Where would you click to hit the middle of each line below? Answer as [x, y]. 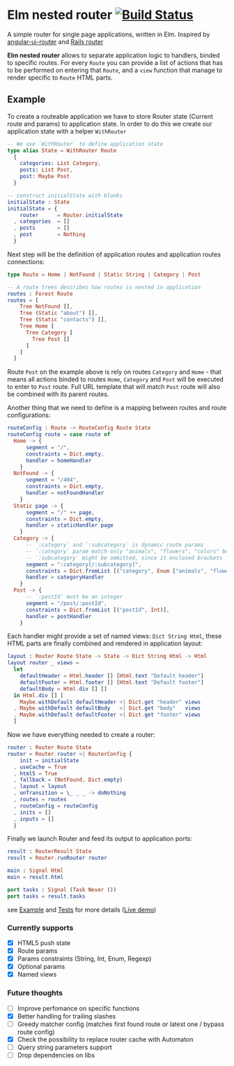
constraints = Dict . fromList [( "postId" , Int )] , [97, 610]
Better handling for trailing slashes [67, 1016]
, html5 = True [36, 773]
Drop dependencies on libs [56, 1055]
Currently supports [40, 928]
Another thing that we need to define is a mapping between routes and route [117, 408]
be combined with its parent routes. [58, 394]
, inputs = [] [34, 819]
